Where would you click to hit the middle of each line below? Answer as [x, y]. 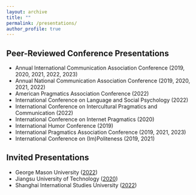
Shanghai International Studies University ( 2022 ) [76, 185]
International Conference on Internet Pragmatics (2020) [85, 119]
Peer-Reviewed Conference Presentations [88, 53]
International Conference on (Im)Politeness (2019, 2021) [85, 139]
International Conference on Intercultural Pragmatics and [86, 107]
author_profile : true [34, 29]
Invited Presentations [48, 158]
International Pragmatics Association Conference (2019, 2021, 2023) [100, 132]
